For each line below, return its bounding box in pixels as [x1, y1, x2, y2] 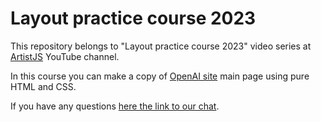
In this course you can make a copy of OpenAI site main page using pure [10, 70, 310, 82]
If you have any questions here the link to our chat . [10, 100, 220, 112]
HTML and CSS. [10, 80, 77, 92]
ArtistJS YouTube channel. [10, 50, 120, 62]
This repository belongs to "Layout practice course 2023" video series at [10, 40, 312, 52]
